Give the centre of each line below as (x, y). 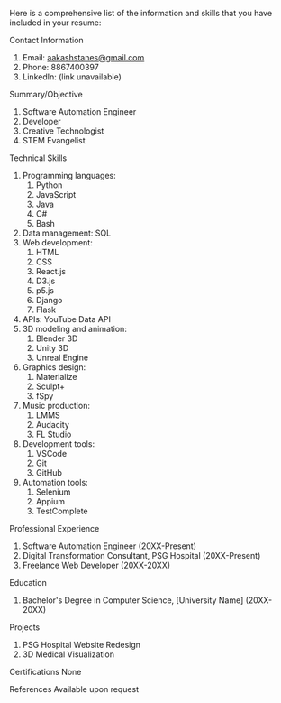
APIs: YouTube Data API (66, 319)
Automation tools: (55, 482)
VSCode (51, 453)
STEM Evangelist (54, 140)
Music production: (56, 406)
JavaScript (56, 194)
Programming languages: (69, 176)
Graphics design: (54, 367)
